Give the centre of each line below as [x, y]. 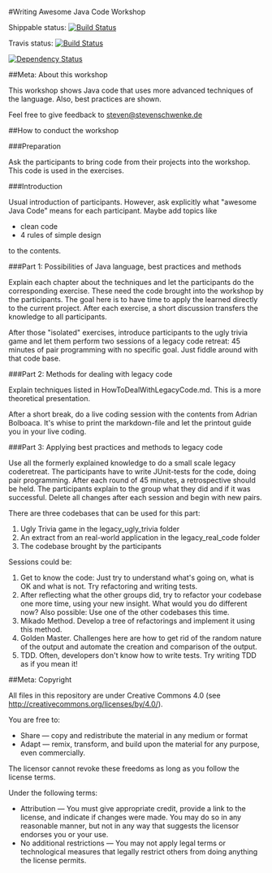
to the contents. [35, 251]
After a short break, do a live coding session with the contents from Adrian [133, 414]
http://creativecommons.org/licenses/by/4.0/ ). [86, 704]
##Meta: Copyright [40, 680]
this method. [41, 629]
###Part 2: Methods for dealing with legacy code [91, 374]
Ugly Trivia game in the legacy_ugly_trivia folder [100, 529]
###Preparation [35, 146]
